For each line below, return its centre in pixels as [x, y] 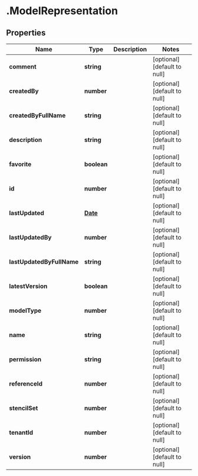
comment [23, 67]
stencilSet [24, 408]
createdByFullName [37, 115]
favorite [20, 164]
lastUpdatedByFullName [44, 262]
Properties [26, 33]
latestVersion [28, 286]
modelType [25, 310]
